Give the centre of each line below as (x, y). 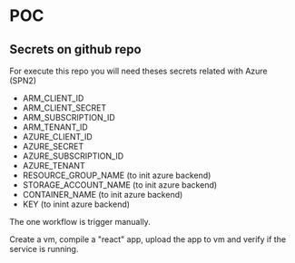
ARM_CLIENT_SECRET (64, 108)
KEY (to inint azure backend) (76, 204)
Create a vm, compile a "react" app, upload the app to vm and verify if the (148, 239)
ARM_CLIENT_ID (53, 98)
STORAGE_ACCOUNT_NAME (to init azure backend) (120, 185)
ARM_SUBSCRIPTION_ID (69, 117)
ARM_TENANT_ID (55, 127)
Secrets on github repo (76, 49)
